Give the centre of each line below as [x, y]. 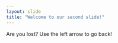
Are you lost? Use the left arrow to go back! [59, 34]
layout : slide [24, 11]
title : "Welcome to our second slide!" [55, 17]
